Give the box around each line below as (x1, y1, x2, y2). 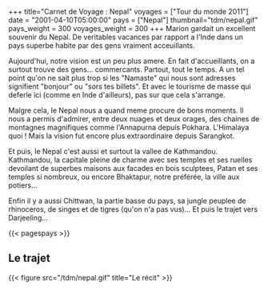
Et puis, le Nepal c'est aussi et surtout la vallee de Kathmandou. (8, 147, 218, 156)
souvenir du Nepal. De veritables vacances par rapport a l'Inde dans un (8, 32, 244, 42)
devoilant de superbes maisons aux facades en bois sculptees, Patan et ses (8, 164, 258, 173)
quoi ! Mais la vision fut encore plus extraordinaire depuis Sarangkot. (8, 131, 235, 141)
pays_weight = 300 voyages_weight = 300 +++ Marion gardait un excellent (8, 24, 256, 33)
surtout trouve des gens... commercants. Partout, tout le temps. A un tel (8, 65, 245, 74)
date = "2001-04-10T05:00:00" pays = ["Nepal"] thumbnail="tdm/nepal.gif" (8, 15, 258, 25)
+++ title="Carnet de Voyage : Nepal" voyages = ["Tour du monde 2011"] (8, 7, 250, 16)
